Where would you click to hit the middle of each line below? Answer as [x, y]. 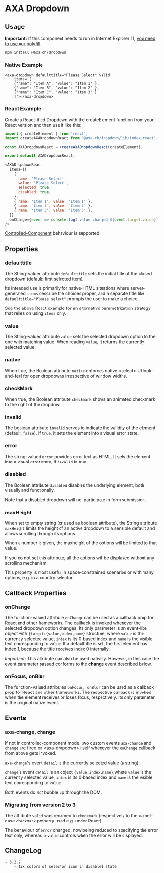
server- [138, 288]
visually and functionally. [30, 490]
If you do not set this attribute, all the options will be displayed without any [80, 558]
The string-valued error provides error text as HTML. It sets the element [78, 456]
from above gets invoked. [31, 753]
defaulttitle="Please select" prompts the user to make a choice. [72, 299]
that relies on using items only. [36, 313]
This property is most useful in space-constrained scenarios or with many [79, 572]
